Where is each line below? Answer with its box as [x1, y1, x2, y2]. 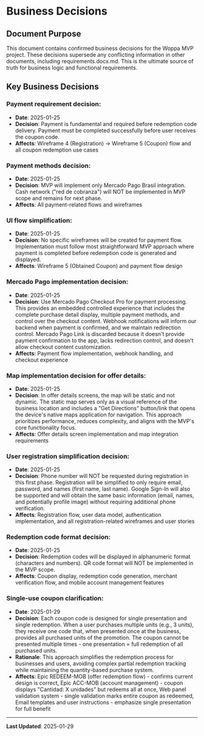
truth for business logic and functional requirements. [6, 64, 138, 71]
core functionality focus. [15, 424, 76, 431]
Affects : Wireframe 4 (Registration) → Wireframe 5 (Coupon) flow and [15, 139, 191, 147]
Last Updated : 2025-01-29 [6, 723, 74, 730]
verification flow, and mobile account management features [15, 579, 165, 586]
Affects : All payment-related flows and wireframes [15, 201, 143, 208]
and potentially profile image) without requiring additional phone [15, 498, 176, 506]
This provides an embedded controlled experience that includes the [15, 304, 185, 312]
